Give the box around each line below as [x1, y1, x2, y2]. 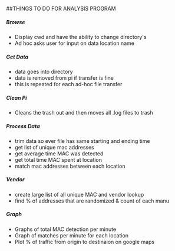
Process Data [6, 122, 40, 129]
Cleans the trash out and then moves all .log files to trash [14, 109, 153, 116]
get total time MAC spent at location [14, 156, 102, 163]
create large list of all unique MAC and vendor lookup [14, 191, 144, 198]
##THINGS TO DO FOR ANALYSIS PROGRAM [6, 5, 116, 12]
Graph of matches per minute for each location [14, 232, 128, 239]
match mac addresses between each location [14, 162, 126, 169]
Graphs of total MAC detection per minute [14, 226, 117, 233]
